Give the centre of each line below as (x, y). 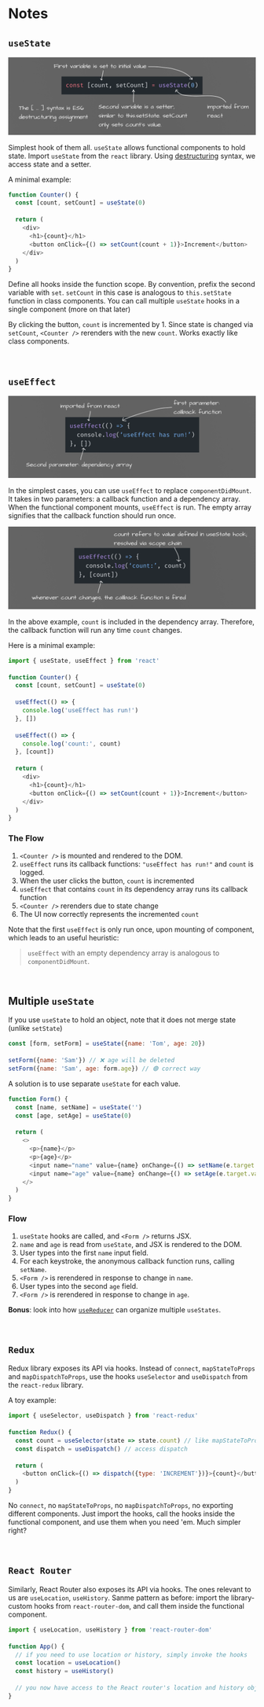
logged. (32, 872)
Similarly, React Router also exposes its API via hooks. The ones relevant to (130, 1589)
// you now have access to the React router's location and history (130, 1688)
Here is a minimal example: (52, 645)
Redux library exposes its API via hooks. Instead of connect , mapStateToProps (132, 1368)
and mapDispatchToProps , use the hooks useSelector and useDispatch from (128, 1377)
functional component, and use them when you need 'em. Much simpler (125, 1522)
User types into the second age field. (79, 1286)
